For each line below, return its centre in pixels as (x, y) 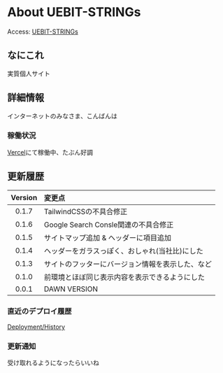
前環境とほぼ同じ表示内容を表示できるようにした (124, 277)
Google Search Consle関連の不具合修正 (109, 225)
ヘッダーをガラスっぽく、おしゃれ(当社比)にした (124, 251)
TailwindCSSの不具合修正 (86, 211)
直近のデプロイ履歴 (39, 311)
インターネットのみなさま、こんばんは (62, 115)
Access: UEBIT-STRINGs (43, 31)
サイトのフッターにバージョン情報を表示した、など (128, 264)
